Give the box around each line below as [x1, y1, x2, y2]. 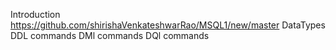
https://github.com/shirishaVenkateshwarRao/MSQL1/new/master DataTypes [10, 19, 326, 31]
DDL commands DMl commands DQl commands [10, 30, 210, 41]
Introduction [10, 9, 61, 20]
